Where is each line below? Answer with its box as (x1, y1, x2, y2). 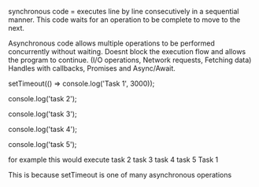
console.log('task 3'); (8, 109, 77, 119)
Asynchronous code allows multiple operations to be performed (8, 38, 215, 48)
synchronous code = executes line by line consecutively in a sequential (8, 7, 239, 16)
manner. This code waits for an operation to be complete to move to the (8, 15, 241, 24)
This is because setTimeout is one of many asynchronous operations (8, 170, 232, 179)
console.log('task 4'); (8, 125, 77, 134)
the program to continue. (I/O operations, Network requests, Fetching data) (8, 55, 252, 64)
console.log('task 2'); (8, 94, 77, 103)
